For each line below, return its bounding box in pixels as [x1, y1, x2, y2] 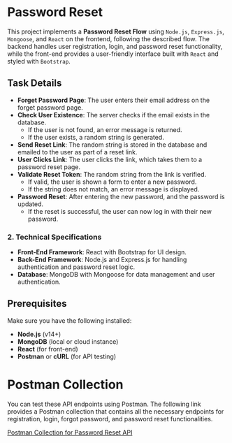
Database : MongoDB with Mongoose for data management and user [17, 270, 215, 279]
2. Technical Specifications [7, 232, 102, 242]
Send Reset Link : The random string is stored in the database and [17, 140, 208, 149]
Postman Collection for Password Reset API [7, 428, 133, 437]
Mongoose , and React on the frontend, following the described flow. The [7, 34, 210, 43]
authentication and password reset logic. [17, 263, 135, 271]
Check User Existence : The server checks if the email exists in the [17, 110, 210, 119]
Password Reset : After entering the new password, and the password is [17, 192, 225, 201]
